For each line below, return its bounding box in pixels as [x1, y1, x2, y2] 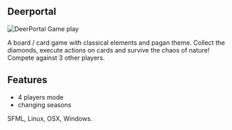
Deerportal [7, 6, 57, 18]
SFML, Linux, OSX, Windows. [7, 114, 93, 123]
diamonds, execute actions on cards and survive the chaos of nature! [7, 45, 210, 54]
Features [7, 74, 48, 86]
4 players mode [17, 92, 64, 102]
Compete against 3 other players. [7, 53, 105, 62]
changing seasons [17, 100, 72, 109]
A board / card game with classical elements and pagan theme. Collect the [7, 38, 226, 47]
